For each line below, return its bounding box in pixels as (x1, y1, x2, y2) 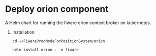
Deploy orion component (5, 3, 109, 15)
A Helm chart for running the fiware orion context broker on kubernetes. (5, 20, 151, 26)
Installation (12, 29, 35, 35)
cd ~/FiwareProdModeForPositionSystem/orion (12, 38, 105, 44)
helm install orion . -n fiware (12, 47, 79, 52)
